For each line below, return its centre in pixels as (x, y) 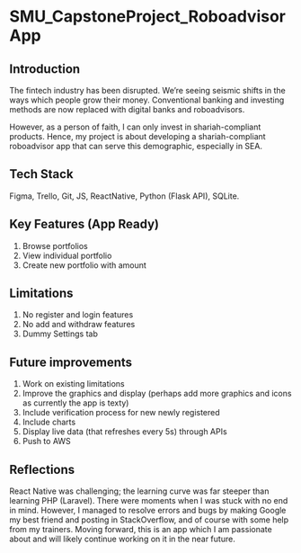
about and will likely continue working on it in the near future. (122, 539)
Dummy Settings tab (60, 334)
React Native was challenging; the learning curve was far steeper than (139, 491)
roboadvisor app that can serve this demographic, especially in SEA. (136, 146)
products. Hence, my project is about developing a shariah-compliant (138, 136)
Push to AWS (47, 442)
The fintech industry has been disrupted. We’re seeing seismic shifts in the (147, 90)
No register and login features (78, 315)
